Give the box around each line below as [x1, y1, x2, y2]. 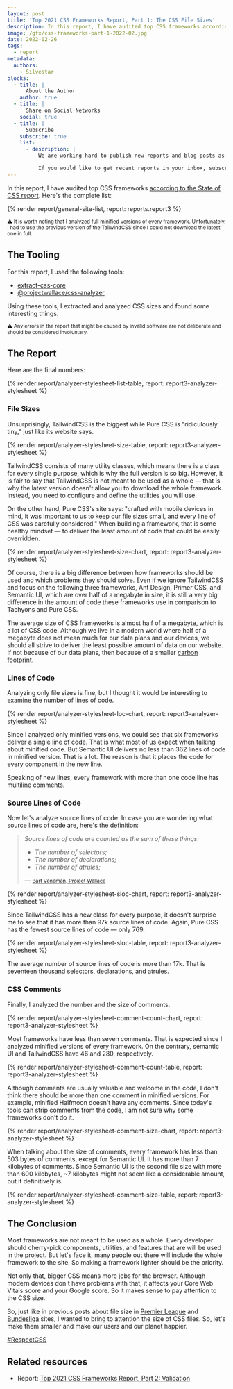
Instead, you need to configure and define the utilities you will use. [7, 491, 198, 499]
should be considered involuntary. [7, 328, 89, 335]
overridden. [7, 534, 40, 542]
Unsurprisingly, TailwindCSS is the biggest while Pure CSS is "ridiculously [7, 419, 218, 428]
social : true [19, 113, 58, 120]
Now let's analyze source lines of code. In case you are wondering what [7, 814, 214, 822]
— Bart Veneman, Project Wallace [24, 876, 106, 885]
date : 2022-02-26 [7, 36, 58, 43]
